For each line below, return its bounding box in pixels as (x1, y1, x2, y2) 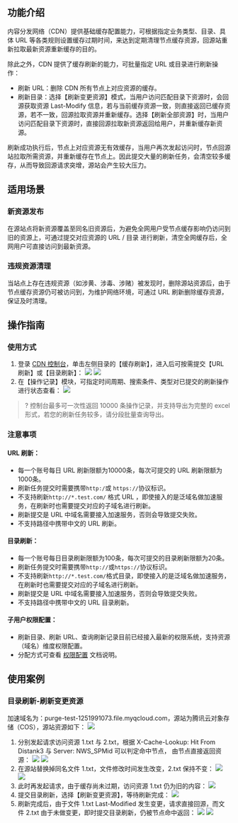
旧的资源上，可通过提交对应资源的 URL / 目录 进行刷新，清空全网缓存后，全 (7, 233, 228, 241)
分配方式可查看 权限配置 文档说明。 (17, 651, 121, 659)
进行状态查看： (17, 386, 62, 395)
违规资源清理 (7, 261, 52, 271)
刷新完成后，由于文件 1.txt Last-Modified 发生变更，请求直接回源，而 (17, 799, 219, 807)
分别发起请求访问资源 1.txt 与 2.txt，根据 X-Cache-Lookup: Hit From (17, 737, 216, 746)
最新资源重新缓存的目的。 (25, 45, 101, 53)
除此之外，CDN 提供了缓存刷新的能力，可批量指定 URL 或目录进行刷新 (7, 60, 212, 68)
